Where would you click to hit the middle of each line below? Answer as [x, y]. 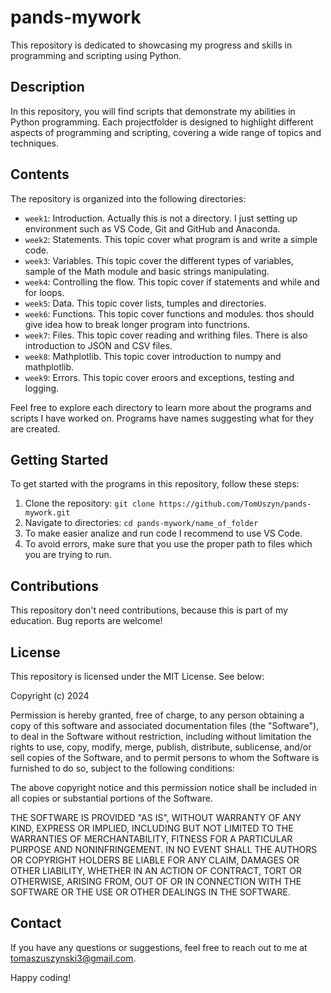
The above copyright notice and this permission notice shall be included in [163, 787]
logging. [42, 388]
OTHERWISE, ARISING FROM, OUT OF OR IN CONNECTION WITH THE [156, 881]
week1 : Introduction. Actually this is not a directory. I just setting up [161, 218]
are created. [35, 428]
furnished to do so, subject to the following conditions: [122, 768]
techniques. [34, 143]
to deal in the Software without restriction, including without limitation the [161, 736]
